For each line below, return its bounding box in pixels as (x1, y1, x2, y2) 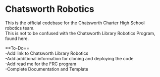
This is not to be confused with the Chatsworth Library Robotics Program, (5, 30, 156, 36)
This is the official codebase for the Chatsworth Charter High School (5, 20, 145, 26)
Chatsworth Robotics (5, 3, 95, 15)
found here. (5, 36, 29, 41)
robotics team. (5, 25, 35, 31)
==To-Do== (5, 45, 30, 51)
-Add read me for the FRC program (5, 61, 77, 67)
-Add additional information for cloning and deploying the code (5, 55, 134, 61)
